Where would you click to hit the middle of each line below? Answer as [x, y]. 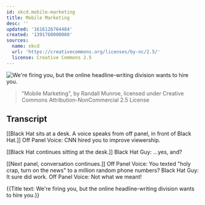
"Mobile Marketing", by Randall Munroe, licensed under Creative [102, 93]
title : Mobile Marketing [38, 18]
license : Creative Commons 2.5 [52, 58]
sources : [17, 40]
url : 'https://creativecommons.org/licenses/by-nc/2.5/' [86, 52]
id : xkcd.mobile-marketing [41, 12]
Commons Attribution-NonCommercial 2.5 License [85, 100]
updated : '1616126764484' [39, 29]
